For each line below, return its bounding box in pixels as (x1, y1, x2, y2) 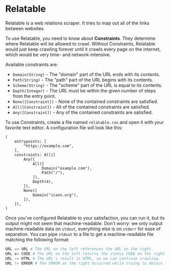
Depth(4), (32, 179, 53, 184)
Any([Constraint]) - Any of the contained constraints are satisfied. (12, 109, 153, 115)
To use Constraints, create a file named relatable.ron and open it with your (5, 119, 164, 125)
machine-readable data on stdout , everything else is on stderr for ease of (5, 226, 161, 232)
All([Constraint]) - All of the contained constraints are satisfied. (12, 104, 150, 110)
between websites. (5, 25, 45, 31)
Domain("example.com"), (41, 165, 93, 171)
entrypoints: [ (14, 139, 47, 144)
